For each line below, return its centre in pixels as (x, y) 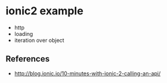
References (28, 59)
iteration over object (39, 40)
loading (24, 33)
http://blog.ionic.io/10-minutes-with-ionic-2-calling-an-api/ (87, 73)
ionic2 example (44, 11)
